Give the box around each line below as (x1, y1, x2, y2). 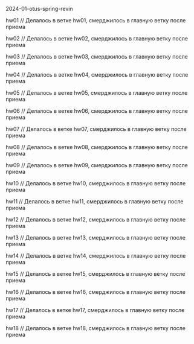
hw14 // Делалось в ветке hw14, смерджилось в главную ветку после (5, 252, 186, 259)
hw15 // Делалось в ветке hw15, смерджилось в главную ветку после (5, 270, 186, 277)
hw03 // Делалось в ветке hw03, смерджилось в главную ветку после (5, 53, 189, 60)
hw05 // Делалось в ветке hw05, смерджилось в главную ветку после (5, 89, 188, 96)
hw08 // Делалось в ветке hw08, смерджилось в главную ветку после (5, 144, 189, 150)
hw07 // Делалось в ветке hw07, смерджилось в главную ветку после (5, 126, 187, 132)
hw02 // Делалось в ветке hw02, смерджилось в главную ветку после (5, 35, 189, 42)
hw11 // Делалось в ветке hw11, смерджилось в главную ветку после (5, 198, 184, 205)
